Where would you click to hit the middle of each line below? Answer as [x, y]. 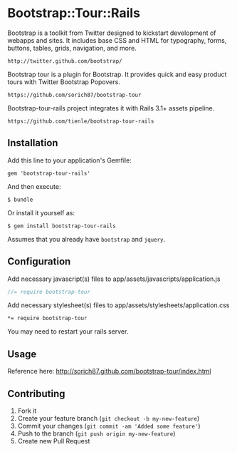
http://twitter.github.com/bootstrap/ [65, 61]
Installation [33, 143]
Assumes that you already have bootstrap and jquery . [86, 239]
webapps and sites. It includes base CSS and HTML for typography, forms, [117, 40]
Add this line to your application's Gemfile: [69, 160]
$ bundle [20, 200]
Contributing [36, 394]
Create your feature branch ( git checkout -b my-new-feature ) [109, 418]
